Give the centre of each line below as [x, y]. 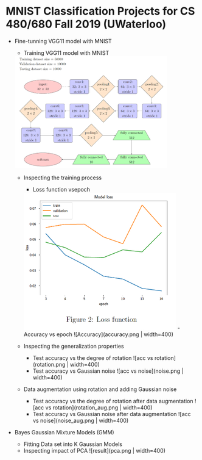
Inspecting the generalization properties [74, 346]
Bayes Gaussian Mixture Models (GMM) [64, 432]
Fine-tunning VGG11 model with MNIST [63, 41]
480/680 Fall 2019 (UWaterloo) [86, 24]
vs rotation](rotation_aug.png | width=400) [99, 408]
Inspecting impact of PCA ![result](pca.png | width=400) [94, 451]
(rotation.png [49, 365]
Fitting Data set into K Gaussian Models [73, 444]
